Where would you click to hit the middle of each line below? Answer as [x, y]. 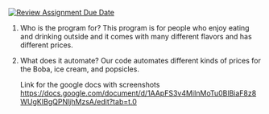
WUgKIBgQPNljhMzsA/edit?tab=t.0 [78, 102]
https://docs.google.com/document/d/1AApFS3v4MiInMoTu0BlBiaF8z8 [138, 93]
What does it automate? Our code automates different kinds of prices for [141, 61]
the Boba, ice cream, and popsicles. [79, 69]
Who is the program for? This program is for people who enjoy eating [134, 28]
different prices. [47, 45]
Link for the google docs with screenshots [90, 85]
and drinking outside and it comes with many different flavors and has [136, 37]
